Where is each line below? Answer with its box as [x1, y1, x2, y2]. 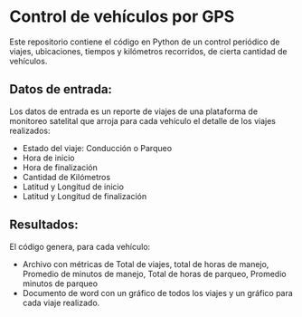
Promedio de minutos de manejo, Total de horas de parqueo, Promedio [22, 268, 287, 279]
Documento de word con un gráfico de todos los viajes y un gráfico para [22, 287, 294, 298]
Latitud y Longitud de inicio [22, 181, 125, 192]
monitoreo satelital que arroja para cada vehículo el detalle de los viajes [9, 115, 276, 126]
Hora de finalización [22, 161, 98, 173]
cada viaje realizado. [22, 297, 100, 308]
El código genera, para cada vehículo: [9, 241, 151, 252]
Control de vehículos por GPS [9, 6, 235, 27]
